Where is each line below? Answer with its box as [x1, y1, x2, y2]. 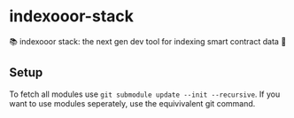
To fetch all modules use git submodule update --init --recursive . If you [9, 89, 281, 99]
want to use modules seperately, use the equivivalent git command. [9, 98, 256, 108]
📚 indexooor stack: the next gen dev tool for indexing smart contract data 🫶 [9, 35, 287, 46]
